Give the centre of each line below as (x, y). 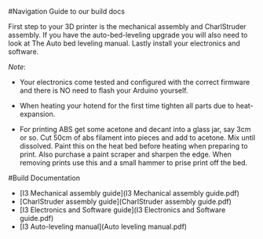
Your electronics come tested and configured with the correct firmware (135, 82)
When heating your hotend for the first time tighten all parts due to (127, 106)
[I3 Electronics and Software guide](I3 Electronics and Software (122, 210)
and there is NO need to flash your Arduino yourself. (104, 90)
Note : (17, 67)
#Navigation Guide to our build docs (67, 11)
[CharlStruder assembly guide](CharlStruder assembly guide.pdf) (125, 201)
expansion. (37, 114)
